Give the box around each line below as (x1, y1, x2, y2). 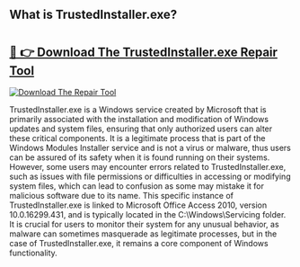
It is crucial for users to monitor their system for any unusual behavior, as (9, 219, 280, 229)
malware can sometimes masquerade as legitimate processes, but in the (9, 228, 278, 239)
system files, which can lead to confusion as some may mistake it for (9, 181, 265, 191)
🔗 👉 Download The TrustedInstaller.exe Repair (9, 44, 278, 59)
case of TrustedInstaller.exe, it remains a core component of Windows (9, 238, 269, 248)
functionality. (9, 247, 58, 258)
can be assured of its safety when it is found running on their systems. (9, 152, 270, 163)
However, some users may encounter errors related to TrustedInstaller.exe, (9, 162, 287, 172)
